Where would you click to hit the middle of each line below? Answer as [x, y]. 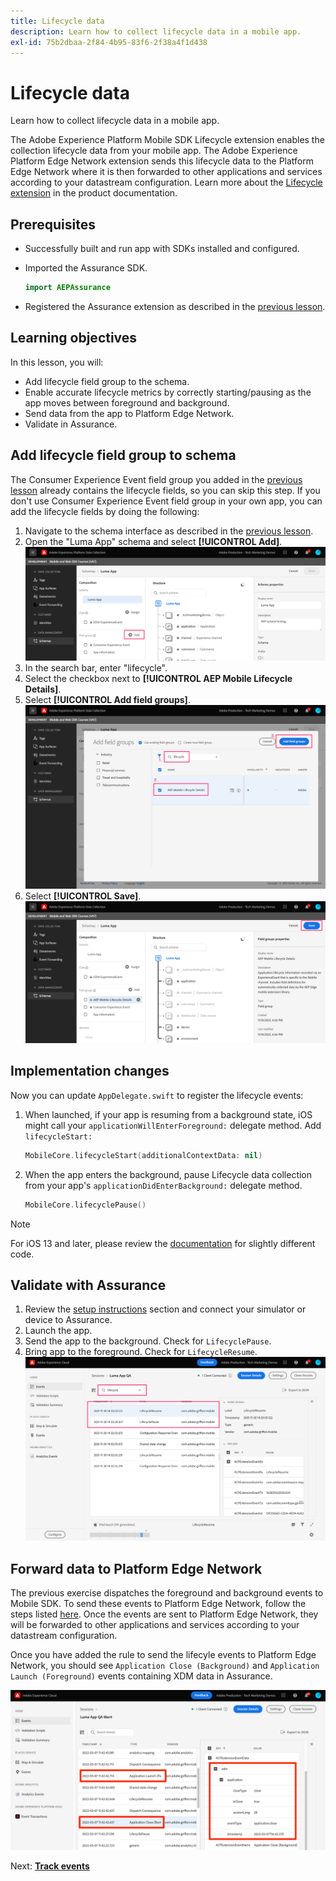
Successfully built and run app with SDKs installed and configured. [162, 249]
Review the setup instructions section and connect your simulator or [165, 1309]
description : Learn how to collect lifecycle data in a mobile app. [156, 31]
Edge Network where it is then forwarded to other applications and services [166, 172]
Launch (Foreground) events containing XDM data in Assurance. [141, 1676]
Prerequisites [53, 224]
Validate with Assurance [88, 1285]
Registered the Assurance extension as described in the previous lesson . [175, 306]
